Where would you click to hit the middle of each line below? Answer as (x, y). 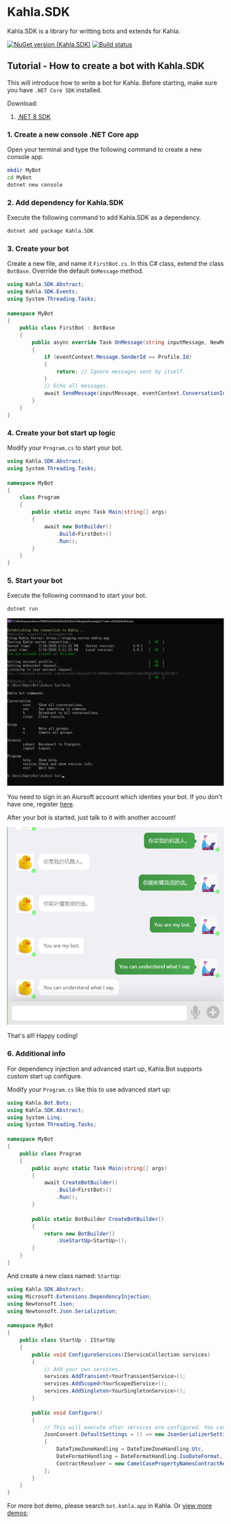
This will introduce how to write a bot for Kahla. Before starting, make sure (112, 83)
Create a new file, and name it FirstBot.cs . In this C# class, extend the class (115, 264)
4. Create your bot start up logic (61, 432)
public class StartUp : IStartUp (67, 1340)
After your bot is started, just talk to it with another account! (91, 817)
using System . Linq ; (35, 1117)
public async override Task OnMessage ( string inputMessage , (120, 343)
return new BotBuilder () (79, 1233)
